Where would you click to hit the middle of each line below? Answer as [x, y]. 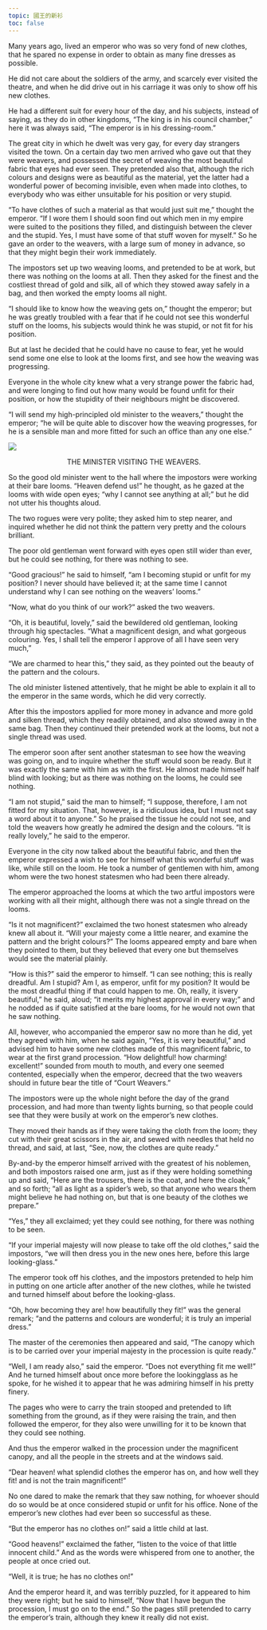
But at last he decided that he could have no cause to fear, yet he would [126, 349]
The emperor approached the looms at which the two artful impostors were [132, 892]
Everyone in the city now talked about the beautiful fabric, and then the [125, 851]
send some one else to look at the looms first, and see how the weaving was [133, 358]
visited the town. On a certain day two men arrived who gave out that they [130, 152]
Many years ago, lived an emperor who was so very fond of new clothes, [128, 46]
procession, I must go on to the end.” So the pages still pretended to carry [130, 1608]
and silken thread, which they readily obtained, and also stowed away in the [133, 720]
